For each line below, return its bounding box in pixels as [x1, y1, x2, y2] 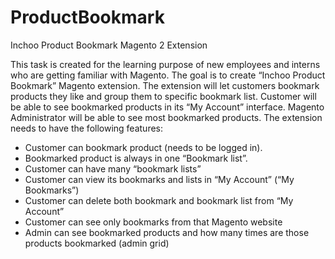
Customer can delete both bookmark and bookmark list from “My [24, 194, 294, 206]
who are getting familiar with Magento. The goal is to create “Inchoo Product [10, 69, 326, 81]
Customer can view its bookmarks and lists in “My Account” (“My [24, 173, 295, 185]
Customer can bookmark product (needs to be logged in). [24, 141, 263, 153]
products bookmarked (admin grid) [24, 237, 170, 249]
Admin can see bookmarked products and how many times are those [24, 226, 310, 238]
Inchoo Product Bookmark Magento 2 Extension [10, 39, 208, 51]
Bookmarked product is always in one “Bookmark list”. [24, 152, 248, 164]
